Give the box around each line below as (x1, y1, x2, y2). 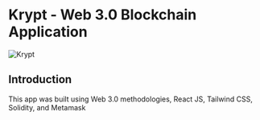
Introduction (8, 72, 72, 86)
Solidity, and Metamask (8, 102, 86, 112)
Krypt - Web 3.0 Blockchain (8, 6, 197, 24)
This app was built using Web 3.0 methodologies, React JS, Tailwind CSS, (8, 94, 254, 104)
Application (8, 23, 88, 41)
